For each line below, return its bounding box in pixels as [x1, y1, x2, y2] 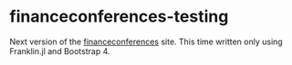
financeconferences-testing [9, 6, 229, 27]
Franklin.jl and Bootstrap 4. [9, 45, 110, 56]
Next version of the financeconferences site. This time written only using [9, 36, 283, 47]
